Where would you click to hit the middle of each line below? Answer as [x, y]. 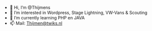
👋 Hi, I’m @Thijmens [30, 8]
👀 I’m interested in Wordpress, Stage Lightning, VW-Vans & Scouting [78, 13]
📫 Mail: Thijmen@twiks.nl [36, 23]
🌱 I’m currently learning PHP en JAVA [47, 18]
